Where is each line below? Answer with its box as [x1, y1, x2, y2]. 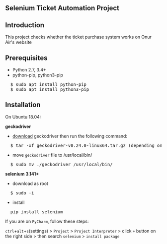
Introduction [5, 21, 45, 29]
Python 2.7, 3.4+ [12, 67, 46, 73]
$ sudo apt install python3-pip [10, 87, 89, 92]
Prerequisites [5, 54, 48, 62]
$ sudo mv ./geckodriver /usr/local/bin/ [10, 161, 113, 167]
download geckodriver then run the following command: [12, 133, 128, 139]
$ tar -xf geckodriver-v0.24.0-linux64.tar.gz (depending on [10, 142, 163, 148]
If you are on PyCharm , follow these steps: [5, 218, 89, 224]
